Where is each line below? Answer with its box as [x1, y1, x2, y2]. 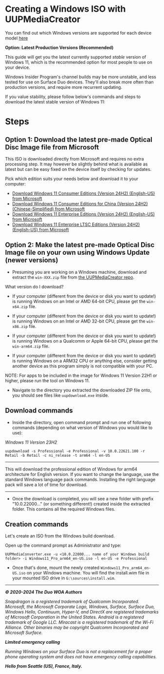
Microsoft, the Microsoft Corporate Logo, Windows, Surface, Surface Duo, [5, 604, 155, 610]
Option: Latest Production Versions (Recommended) [5, 44, 114, 50]
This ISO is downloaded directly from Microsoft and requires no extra [5, 156, 144, 162]
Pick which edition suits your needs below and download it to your [5, 176, 139, 182]
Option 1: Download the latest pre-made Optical [5, 135, 153, 143]
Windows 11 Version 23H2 [5, 439, 58, 445]
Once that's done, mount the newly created [12, 565, 100, 571]
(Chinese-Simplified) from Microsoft [12, 206, 85, 212]
